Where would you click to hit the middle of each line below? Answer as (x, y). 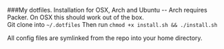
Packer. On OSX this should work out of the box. (76, 17)
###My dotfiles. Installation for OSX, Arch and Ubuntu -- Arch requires (108, 10)
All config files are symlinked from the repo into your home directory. (105, 38)
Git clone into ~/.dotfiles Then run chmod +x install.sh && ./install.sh (112, 24)
